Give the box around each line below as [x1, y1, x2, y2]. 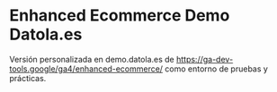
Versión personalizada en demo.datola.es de [9, 54, 175, 64]
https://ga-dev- [175, 54, 234, 64]
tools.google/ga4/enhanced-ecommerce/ [9, 63, 164, 74]
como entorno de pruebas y [165, 63, 268, 74]
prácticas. [9, 72, 47, 83]
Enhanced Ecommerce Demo [9, 5, 230, 26]
